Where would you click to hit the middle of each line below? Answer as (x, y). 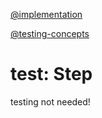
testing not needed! (50, 101)
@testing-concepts (50, 33)
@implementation (46, 14)
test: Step (51, 74)
